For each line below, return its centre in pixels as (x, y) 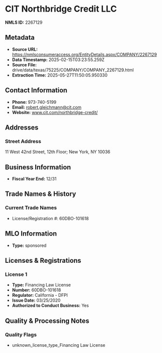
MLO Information (31, 234)
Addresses (22, 127)
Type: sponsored (29, 245)
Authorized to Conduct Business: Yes (50, 305)
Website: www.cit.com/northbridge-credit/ (55, 112)
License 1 (16, 274)
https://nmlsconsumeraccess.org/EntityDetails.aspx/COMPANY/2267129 (84, 54)
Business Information (38, 167)
